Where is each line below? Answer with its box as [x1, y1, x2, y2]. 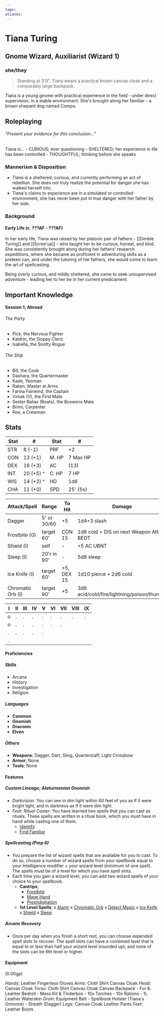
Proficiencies [5, 650, 33, 656]
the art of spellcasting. [5, 262, 50, 268]
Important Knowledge [5, 291, 73, 299]
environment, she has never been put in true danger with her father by [12, 195, 154, 201]
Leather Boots [5, 1006, 34, 1012]
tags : [5, 7, 16, 12]
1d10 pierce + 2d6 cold [77, 571, 133, 577]
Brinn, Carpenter [12, 404, 46, 410]
